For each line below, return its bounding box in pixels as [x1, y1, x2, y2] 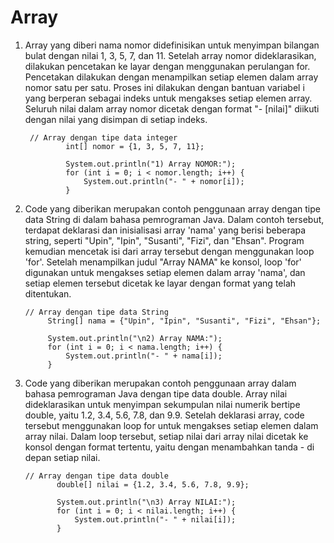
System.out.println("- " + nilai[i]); [74, 514, 237, 525]
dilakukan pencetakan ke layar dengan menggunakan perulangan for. [24, 60, 311, 72]
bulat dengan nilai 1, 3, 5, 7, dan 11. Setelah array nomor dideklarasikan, [24, 49, 317, 61]
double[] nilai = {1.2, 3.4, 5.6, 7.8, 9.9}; [56, 479, 250, 490]
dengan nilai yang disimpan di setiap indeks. [24, 113, 208, 125]
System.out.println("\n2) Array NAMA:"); [47, 333, 223, 343]
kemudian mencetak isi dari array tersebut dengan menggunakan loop [24, 245, 315, 257]
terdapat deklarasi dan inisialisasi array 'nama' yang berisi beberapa [24, 224, 307, 236]
